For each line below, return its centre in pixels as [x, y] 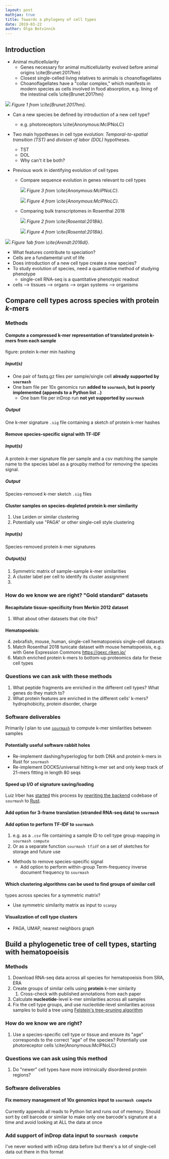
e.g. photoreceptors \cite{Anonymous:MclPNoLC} [72, 124]
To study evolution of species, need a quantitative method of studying [86, 268]
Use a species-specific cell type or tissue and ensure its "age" [78, 1034]
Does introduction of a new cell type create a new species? [75, 263]
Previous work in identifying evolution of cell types [65, 170]
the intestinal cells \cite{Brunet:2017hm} [62, 94]
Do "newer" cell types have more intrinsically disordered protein [80, 1069]
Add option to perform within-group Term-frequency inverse [83, 867]
